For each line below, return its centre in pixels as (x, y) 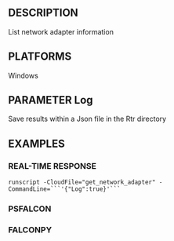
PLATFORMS (40, 57)
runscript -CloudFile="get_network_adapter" (82, 183)
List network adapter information (61, 31)
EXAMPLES (36, 143)
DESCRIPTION (43, 13)
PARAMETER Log (51, 100)
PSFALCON (30, 209)
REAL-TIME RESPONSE (52, 166)
